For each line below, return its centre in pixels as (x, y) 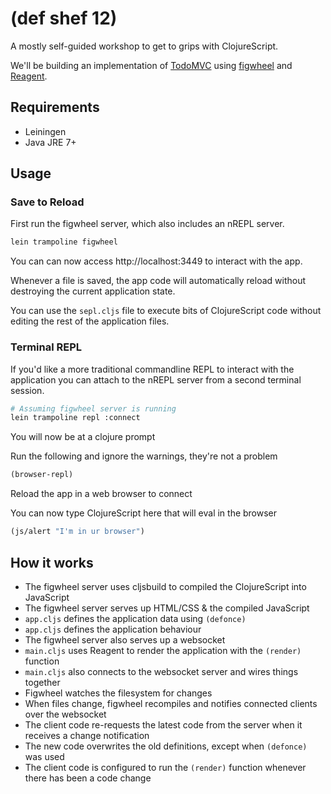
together (42, 682)
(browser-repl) (42, 475)
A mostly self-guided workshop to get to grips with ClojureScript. (144, 46)
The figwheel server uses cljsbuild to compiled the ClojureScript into (165, 586)
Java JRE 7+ (50, 142)
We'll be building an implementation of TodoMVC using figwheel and (151, 65)
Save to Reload (47, 202)
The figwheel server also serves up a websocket (125, 639)
